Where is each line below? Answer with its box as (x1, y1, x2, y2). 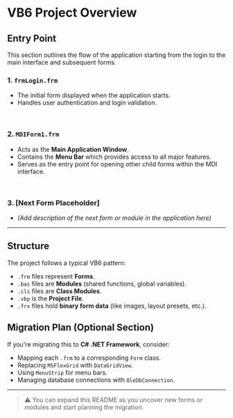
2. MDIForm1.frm (7, 130, 60, 139)
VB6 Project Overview (7, 5, 137, 21)
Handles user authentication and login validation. (17, 98, 157, 107)
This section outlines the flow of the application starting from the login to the (7, 51, 226, 59)
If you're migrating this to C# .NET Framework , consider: (7, 340, 170, 348)
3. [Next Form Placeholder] (7, 198, 100, 207)
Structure (7, 241, 50, 252)
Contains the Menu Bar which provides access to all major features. (17, 153, 212, 161)
